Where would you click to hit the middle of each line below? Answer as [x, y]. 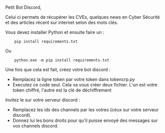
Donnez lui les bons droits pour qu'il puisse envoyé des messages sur [85, 120]
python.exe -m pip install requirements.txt [62, 60]
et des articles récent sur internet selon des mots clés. [62, 23]
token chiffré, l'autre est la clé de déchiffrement [62, 90]
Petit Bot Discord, [23, 7]
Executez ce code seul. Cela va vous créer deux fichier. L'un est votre [85, 85]
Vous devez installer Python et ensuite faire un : [55, 32]
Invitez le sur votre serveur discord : [43, 100]
